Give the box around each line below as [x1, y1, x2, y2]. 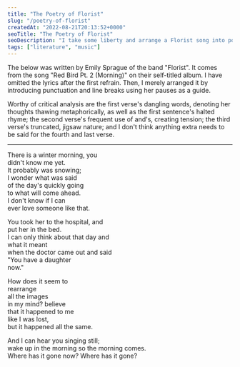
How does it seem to [7, 277, 69, 286]
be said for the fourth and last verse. [7, 130, 115, 139]
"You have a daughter [7, 256, 71, 264]
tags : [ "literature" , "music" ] [7, 44, 101, 51]
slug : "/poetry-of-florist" [7, 17, 91, 24]
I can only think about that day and [7, 233, 109, 241]
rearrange [7, 285, 37, 293]
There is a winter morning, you [7, 151, 98, 159]
